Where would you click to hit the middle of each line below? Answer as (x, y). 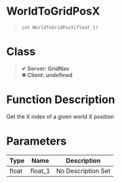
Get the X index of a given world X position (60, 117)
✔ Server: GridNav (45, 68)
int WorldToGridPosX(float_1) (60, 27)
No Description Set (83, 171)
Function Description (61, 100)
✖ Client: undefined (47, 75)
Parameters (37, 141)
